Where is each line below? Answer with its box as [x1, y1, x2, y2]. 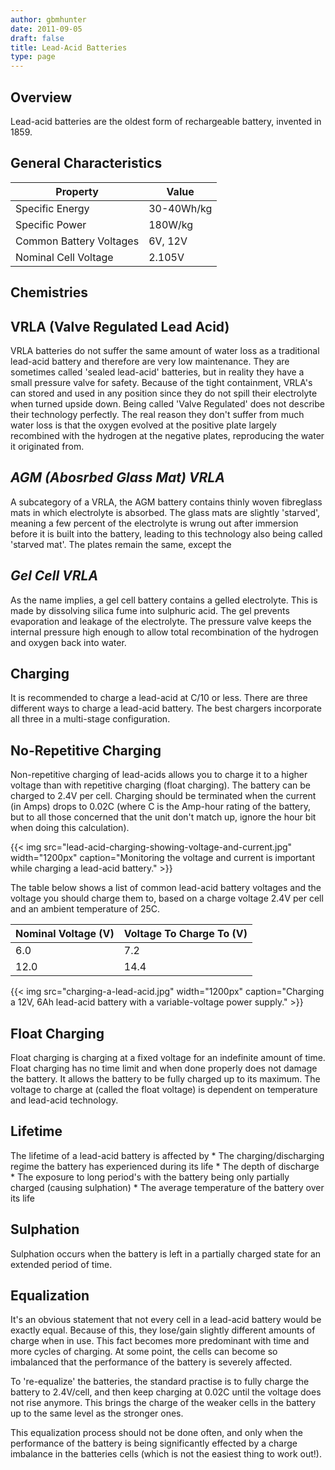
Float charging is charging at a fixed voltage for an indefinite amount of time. [10, 1052, 326, 1064]
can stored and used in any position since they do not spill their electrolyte [10, 387, 318, 399]
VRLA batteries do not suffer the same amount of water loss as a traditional [10, 344, 320, 356]
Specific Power [15, 217, 87, 231]
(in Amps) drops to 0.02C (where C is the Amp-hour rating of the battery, [10, 801, 311, 813]
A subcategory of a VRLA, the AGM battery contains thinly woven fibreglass [10, 496, 323, 508]
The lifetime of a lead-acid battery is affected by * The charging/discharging [10, 1149, 325, 1161]
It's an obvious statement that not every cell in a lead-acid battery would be [10, 1314, 322, 1326]
